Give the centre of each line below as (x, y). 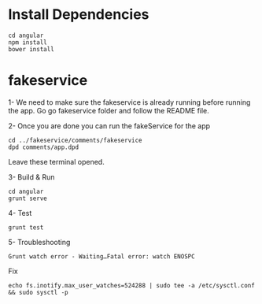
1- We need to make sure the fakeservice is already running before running (129, 102)
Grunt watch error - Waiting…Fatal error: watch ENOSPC (101, 256)
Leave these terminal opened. (56, 161)
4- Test (20, 213)
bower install (31, 49)
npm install (28, 42)
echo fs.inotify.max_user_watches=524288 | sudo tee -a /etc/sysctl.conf (132, 285)
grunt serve (28, 198)
